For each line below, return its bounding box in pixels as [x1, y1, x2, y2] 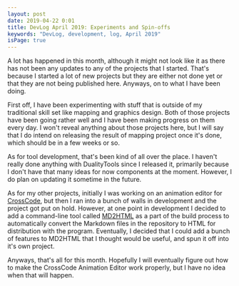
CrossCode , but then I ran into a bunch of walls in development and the [7, 197, 217, 205]
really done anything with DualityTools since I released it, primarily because [7, 160, 230, 168]
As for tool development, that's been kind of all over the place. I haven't [7, 153, 218, 161]
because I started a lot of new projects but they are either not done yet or [7, 72, 223, 81]
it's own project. [7, 242, 55, 250]
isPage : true [7, 37, 46, 44]
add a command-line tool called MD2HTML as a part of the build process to [7, 212, 230, 220]
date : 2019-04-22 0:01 [7, 17, 75, 24]
